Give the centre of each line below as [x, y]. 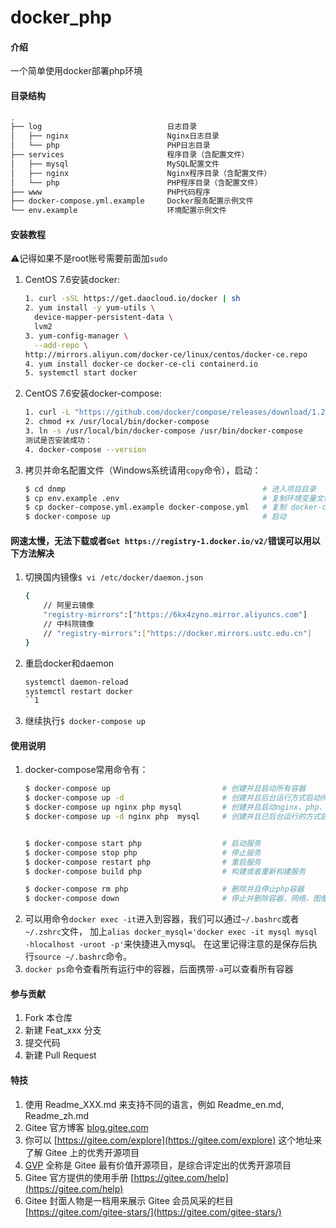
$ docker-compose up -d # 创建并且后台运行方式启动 [172, 798]
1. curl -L [47, 412]
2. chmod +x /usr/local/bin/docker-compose [117, 422]
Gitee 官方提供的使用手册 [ [79, 1177]
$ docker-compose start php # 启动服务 [143, 843]
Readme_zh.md [57, 1115]
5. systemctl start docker [81, 373]
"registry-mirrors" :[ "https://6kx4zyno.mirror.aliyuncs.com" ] [175, 615]
